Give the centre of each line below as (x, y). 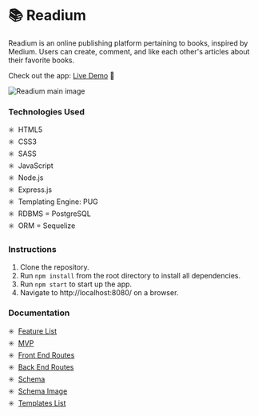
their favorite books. (42, 60)
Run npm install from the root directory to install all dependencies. (130, 275)
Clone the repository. (54, 267)
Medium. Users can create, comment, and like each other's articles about (129, 51)
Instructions (33, 250)
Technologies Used (47, 111)
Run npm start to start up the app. (76, 284)
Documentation (39, 313)
